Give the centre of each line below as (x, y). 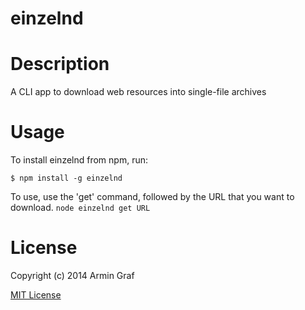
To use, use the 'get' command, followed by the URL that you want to (152, 197)
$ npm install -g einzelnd (66, 178)
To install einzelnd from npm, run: (79, 160)
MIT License (36, 295)
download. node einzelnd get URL (80, 208)
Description (60, 64)
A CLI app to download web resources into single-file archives (138, 92)
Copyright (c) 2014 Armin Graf (72, 275)
